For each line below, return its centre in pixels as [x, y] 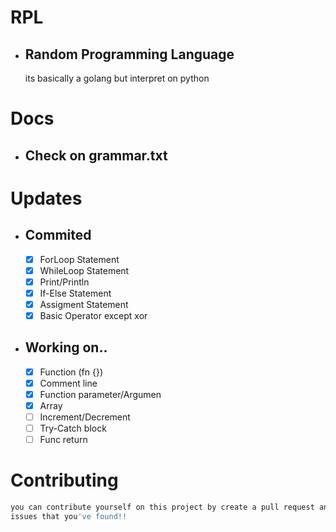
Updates [46, 198]
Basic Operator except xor [93, 315]
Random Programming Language [129, 54]
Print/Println [64, 282]
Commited [58, 235]
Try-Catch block [73, 428]
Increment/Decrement [85, 417]
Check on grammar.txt [96, 155]
